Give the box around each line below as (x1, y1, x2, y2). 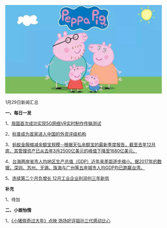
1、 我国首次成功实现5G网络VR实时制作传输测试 (5, 120, 102, 126)
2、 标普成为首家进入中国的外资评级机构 (5, 131, 86, 137)
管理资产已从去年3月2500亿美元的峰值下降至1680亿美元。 (18, 148, 138, 154)
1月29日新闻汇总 (5, 99, 39, 105)
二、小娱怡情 (5, 207, 31, 213)
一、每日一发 (5, 110, 31, 116)
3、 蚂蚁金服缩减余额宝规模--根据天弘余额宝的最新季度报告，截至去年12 (5, 141, 152, 147)
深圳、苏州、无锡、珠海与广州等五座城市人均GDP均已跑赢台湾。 (13, 165, 145, 171)
